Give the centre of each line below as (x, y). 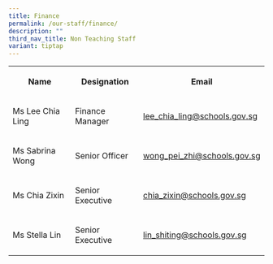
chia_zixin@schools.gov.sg (195, 196)
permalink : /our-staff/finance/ (63, 24)
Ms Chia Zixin (39, 196)
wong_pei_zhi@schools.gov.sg (202, 156)
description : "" (36, 31)
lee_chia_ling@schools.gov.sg (201, 116)
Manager (92, 121)
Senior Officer (101, 156)
